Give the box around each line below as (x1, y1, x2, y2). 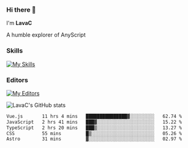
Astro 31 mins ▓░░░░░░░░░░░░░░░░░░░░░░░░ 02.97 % (6, 136, 182, 142)
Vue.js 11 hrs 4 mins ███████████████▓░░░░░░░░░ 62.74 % (6, 113, 182, 119)
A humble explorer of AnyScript (6, 31, 86, 39)
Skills (6, 46, 23, 55)
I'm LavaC (6, 20, 32, 27)
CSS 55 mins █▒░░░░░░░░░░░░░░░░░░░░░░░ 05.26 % (6, 130, 182, 136)
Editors (6, 76, 29, 84)
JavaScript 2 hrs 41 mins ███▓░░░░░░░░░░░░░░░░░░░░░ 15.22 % (6, 119, 182, 125)
